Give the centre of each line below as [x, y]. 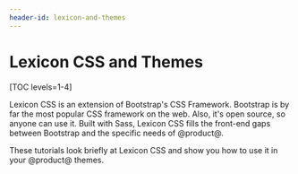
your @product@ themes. [57, 160]
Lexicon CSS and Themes [106, 61]
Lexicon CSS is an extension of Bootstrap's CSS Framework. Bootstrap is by [149, 104]
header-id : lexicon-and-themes [68, 17]
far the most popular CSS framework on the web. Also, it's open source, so [148, 114]
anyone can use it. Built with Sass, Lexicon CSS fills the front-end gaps [140, 123]
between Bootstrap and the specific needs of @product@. [116, 133]
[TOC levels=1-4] [41, 87]
